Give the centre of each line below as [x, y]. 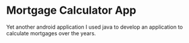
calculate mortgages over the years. [51, 33]
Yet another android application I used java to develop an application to [94, 27]
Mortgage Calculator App [71, 10]
